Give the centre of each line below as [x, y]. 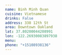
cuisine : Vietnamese [26, 14]
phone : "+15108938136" [28, 45]
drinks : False [19, 18]
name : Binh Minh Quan [27, 9]
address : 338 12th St [27, 23]
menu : [10, 41]
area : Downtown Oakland [29, 27]
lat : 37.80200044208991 [29, 32]
